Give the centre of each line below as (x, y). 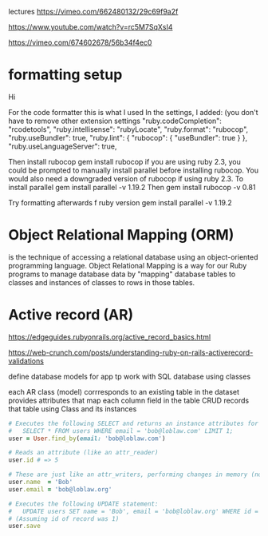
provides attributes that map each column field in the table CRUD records (129, 400)
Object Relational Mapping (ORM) (121, 235)
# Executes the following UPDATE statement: (83, 504)
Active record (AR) (71, 315)
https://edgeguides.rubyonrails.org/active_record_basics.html (110, 337)
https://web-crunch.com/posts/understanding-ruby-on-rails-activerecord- (131, 352)
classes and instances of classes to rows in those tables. (102, 282)
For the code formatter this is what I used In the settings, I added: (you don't (133, 112)
